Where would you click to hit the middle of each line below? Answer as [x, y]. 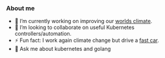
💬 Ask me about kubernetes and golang [62, 49]
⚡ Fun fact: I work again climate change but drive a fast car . [87, 40]
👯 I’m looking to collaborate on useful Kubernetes [74, 27]
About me [21, 8]
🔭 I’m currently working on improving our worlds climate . [83, 21]
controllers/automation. [43, 34]
